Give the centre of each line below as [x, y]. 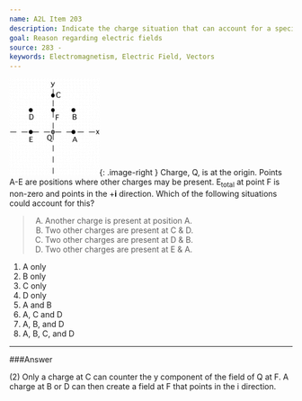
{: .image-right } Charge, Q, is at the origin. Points [191, 173]
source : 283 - [36, 48]
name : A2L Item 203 [46, 19]
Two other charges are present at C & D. [119, 230]
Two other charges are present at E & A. [119, 249]
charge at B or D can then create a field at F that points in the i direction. [143, 386]
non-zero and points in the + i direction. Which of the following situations [143, 193]
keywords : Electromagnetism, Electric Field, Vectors [112, 57]
